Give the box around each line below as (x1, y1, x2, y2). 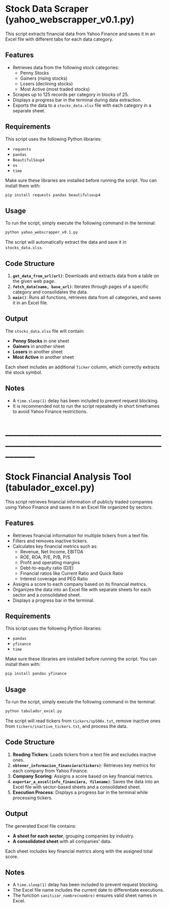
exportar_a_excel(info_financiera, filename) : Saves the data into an (12, 778, 159, 784)
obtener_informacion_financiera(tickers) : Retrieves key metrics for (12, 762, 156, 768)
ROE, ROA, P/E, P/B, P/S (20, 554, 71, 560)
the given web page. (12, 278, 56, 284)
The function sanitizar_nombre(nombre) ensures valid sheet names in (12, 892, 157, 898)
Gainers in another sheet (12, 343, 65, 349)
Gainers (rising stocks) (20, 75, 68, 81)
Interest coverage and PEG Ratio (20, 575, 88, 581)
